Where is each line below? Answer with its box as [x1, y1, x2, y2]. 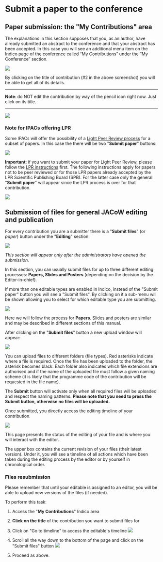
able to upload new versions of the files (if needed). [5, 490, 108, 496]
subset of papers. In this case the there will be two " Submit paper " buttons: [5, 140, 157, 146]
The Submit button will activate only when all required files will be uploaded [5, 389, 157, 394]
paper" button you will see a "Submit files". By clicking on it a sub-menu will [5, 292, 157, 297]
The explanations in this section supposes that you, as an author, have [5, 35, 146, 41]
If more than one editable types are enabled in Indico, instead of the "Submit [5, 286, 158, 292]
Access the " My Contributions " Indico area [12, 509, 99, 515]
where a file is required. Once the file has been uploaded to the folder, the [5, 359, 153, 364]
